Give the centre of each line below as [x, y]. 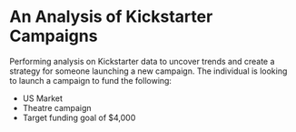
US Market [43, 98]
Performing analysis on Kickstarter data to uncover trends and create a [142, 61]
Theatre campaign [57, 107]
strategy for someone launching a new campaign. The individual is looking [148, 71]
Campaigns [54, 36]
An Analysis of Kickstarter [111, 17]
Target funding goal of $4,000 [79, 117]
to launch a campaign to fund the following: [91, 80]
